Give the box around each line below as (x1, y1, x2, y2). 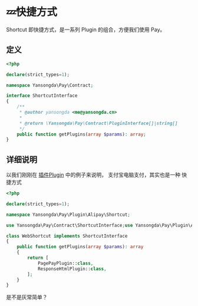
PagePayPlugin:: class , (37, 260, 94, 266)
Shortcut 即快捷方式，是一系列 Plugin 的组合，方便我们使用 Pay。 (6, 26, 166, 33)
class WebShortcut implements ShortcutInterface (6, 233, 128, 239)
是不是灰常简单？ (6, 294, 48, 301)
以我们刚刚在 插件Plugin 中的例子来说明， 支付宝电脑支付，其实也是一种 (6, 172, 181, 179)
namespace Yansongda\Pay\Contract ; (6, 82, 94, 88)
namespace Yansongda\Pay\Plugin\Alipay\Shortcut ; (6, 212, 131, 218)
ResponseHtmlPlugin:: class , (37, 266, 107, 272)
